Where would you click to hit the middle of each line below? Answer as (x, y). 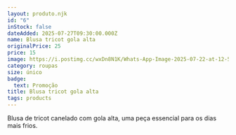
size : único (25, 72)
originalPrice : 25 (34, 46)
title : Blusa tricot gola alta (53, 92)
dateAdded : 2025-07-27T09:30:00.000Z (63, 33)
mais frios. (22, 126)
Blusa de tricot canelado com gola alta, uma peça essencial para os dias (112, 118)
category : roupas (33, 66)
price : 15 (22, 53)
